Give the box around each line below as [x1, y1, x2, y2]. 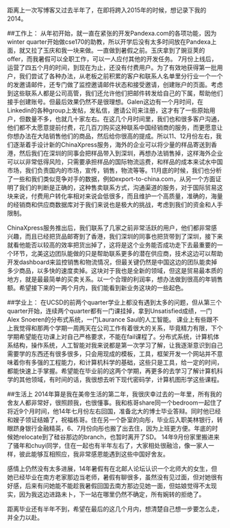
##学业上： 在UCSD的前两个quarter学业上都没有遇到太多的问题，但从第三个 [7, 298, 222, 307]
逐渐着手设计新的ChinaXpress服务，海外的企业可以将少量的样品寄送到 [12, 141, 212, 149]
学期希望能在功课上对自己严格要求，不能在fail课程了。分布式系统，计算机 [7, 333, 214, 341]
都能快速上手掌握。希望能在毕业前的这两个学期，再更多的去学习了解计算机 [7, 367, 217, 375]
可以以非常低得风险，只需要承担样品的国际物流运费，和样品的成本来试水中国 [7, 158, 223, 166]
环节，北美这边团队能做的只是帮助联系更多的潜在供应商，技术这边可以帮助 [12, 250, 223, 257]
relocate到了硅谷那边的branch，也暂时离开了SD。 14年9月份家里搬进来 [18, 433, 220, 441]
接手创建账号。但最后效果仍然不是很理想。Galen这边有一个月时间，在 [7, 98, 204, 106]
